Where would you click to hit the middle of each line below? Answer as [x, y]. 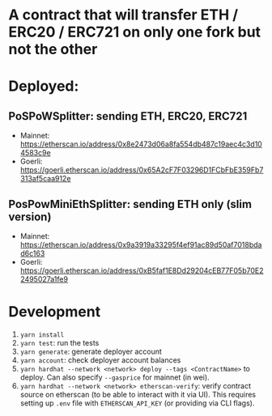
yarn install [42, 335]
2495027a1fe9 [44, 279]
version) [30, 216]
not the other [53, 49]
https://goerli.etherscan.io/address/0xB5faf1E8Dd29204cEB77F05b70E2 [142, 270]
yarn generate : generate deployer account [91, 351]
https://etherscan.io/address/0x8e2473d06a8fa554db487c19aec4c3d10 [141, 144]
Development [55, 312]
